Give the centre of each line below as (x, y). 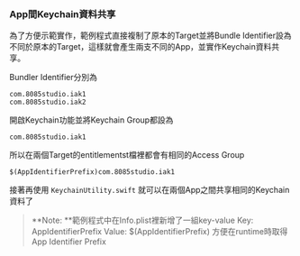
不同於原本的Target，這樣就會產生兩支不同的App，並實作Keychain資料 (141, 47)
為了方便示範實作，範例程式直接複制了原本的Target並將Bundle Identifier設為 (150, 36)
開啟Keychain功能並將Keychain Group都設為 (91, 120)
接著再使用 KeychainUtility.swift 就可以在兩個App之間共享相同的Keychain (150, 190)
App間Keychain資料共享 (63, 14)
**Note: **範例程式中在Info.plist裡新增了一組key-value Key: (142, 220)
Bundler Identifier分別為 (53, 78)
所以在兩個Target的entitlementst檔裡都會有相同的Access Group (127, 155)
